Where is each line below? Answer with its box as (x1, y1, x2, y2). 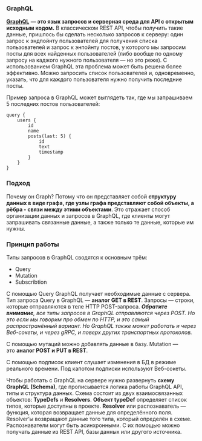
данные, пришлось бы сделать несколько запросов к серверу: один (6, 31, 183, 38)
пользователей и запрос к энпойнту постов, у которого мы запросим (6, 44, 186, 51)
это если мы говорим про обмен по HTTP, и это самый (6, 316, 149, 323)
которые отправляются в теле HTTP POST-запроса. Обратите (6, 302, 168, 310)
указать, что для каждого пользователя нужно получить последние (6, 76, 183, 83)
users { (17, 117, 36, 123)
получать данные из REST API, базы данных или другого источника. (6, 428, 182, 435)
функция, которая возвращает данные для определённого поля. (6, 408, 173, 416)
